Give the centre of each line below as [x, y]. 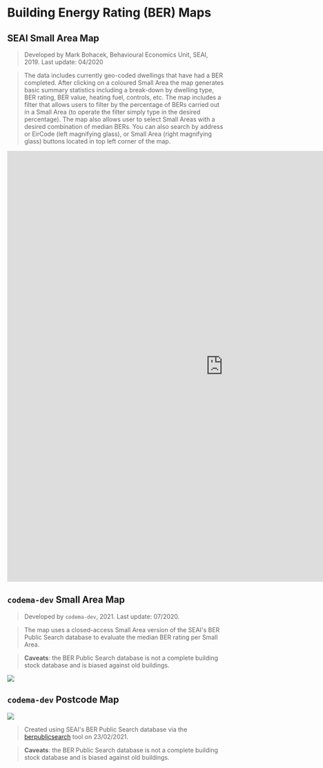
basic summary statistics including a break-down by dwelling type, [119, 90]
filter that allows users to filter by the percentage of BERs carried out [121, 104]
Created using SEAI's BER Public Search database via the [106, 729]
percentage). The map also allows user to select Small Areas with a [119, 119]
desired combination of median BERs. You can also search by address [124, 127]
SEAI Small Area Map [53, 38]
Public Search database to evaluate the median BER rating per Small [121, 637]
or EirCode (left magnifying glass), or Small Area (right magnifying [118, 134]
